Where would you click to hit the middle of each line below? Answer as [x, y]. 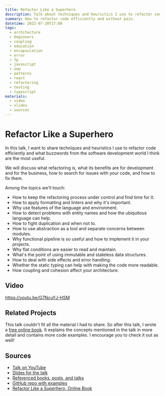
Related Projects [31, 313]
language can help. [32, 218]
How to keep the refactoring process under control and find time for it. [83, 197]
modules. [22, 234]
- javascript [23, 64]
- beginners [22, 37]
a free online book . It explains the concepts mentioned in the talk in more [79, 330]
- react [17, 78]
